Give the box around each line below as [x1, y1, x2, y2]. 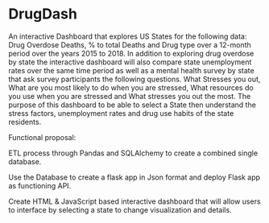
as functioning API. [8, 180, 72, 190]
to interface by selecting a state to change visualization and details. [8, 204, 232, 214]
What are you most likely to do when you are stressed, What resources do [8, 82, 254, 93]
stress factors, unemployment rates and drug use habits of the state [8, 108, 234, 118]
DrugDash [8, 5, 78, 23]
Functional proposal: [8, 132, 77, 142]
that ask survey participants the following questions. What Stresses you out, [8, 74, 261, 84]
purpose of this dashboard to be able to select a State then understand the [8, 100, 256, 109]
